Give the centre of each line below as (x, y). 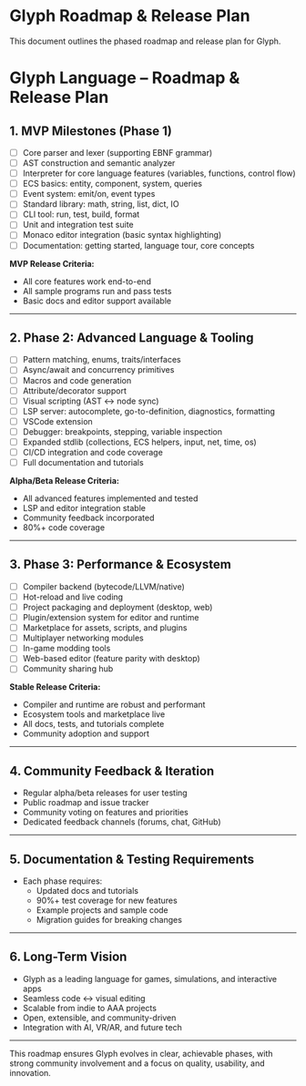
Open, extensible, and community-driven (99, 1018)
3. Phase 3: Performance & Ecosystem (121, 564)
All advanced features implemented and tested (110, 498)
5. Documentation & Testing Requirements (132, 859)
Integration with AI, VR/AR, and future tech (102, 1027)
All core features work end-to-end (87, 281)
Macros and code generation (77, 380)
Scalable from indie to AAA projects (90, 1008)
